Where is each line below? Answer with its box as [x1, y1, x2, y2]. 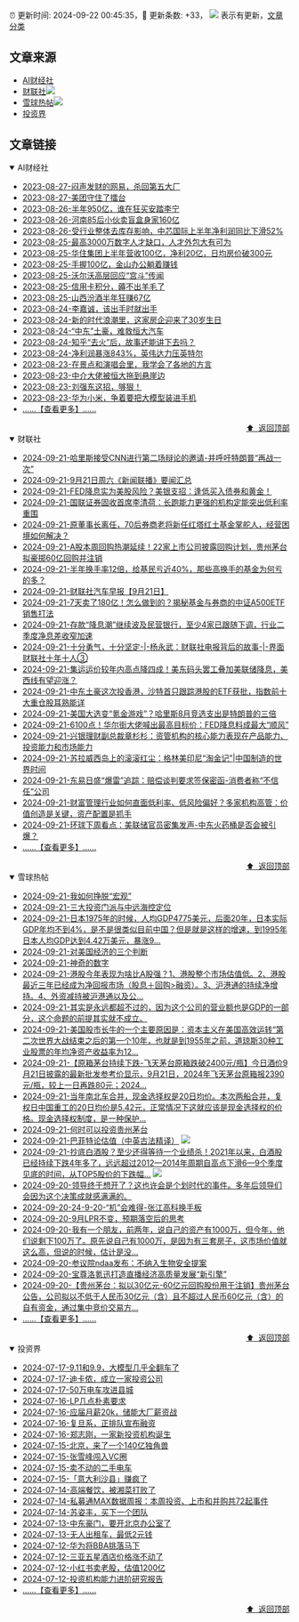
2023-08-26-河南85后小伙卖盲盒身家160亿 [21, 214, 181, 225]
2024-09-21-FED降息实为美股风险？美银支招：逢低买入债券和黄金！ [21, 486, 272, 496]
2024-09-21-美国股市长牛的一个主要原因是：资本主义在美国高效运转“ [21, 1024, 277, 1035]
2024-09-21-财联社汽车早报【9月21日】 [21, 586, 169, 597]
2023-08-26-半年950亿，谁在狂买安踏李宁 [21, 204, 180, 214]
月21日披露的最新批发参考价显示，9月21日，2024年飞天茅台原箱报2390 [21, 1069, 285, 1079]
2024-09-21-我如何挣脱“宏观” [21, 891, 132, 901]
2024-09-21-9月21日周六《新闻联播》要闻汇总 [21, 475, 193, 486]
